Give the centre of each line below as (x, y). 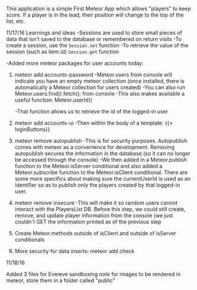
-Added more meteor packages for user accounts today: (75, 63)
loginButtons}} (32, 129)
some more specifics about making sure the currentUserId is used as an (103, 179)
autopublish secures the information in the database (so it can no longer (103, 153)
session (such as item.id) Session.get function (63, 52)
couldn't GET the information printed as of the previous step (88, 222)
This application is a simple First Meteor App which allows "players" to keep (98, 9)
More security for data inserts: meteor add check (75, 251)
